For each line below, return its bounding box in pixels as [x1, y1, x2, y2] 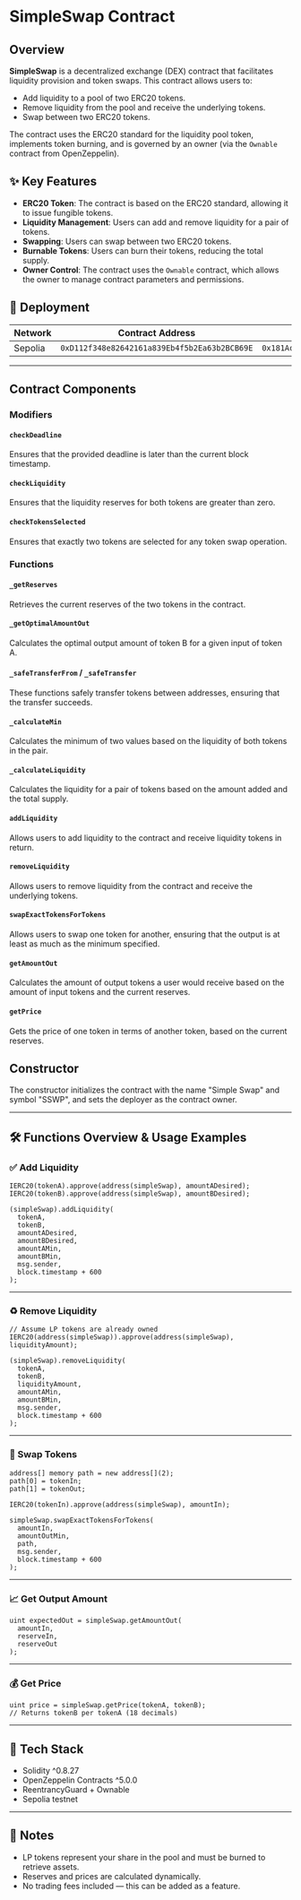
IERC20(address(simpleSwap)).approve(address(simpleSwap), [9, 1333, 235, 1342]
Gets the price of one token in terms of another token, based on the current [9, 1025, 288, 1036]
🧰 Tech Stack [9, 1741, 84, 1757]
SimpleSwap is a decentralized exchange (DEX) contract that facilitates [9, 65, 274, 76]
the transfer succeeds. [9, 697, 93, 708]
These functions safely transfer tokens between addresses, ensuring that [9, 687, 280, 698]
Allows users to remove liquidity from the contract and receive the [9, 880, 254, 891]
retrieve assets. [21, 1861, 80, 1872]
